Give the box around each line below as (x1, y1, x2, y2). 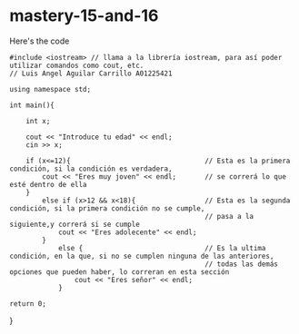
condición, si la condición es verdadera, (9, 164, 173, 173)
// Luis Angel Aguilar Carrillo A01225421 (9, 69, 173, 78)
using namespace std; (9, 84, 92, 93)
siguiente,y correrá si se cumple (9, 220, 141, 229)
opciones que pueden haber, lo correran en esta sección (9, 267, 230, 277)
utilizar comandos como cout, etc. (9, 61, 145, 70)
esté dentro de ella (9, 180, 88, 189)
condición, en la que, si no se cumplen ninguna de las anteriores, (9, 251, 274, 260)
